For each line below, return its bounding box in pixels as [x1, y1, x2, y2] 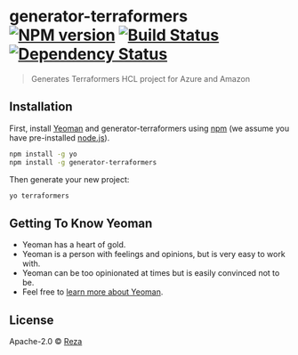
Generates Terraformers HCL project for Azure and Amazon [30, 73, 251, 84]
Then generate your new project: [9, 173, 130, 184]
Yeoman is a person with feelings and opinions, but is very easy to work [21, 249, 286, 260]
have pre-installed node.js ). [9, 132, 110, 143]
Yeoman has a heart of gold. [21, 239, 126, 250]
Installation [9, 100, 73, 115]
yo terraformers [9, 191, 69, 200]
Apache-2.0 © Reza [9, 336, 83, 346]
